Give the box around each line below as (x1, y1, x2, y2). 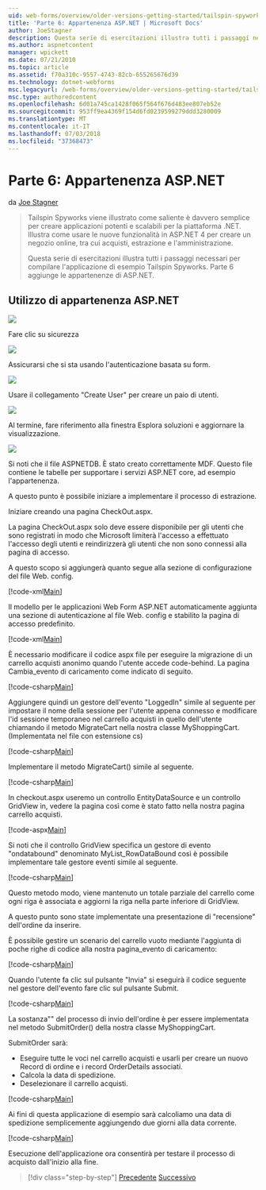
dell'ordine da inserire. (8, 921, 82, 930)
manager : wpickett (8, 48, 69, 56)
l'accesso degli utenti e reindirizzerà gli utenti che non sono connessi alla (8, 539, 247, 549)
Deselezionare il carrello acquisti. (19, 1079, 128, 1088)
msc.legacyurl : (8, 85, 59, 94)
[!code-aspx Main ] (8, 825, 67, 835)
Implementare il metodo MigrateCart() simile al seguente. (8, 762, 194, 771)
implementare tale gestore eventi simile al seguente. (8, 857, 178, 867)
